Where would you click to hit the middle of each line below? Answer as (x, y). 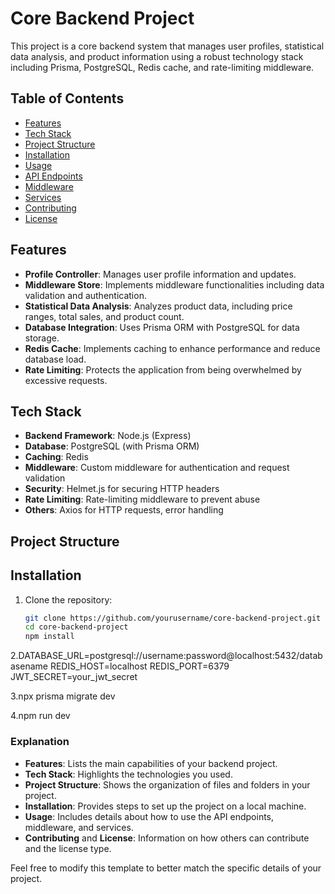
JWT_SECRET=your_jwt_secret (74, 677)
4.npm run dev (40, 716)
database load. (55, 359)
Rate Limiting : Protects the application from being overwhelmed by (163, 369)
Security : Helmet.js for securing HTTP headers (122, 489)
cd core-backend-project (76, 627)
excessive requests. (66, 380)
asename (29, 666)
